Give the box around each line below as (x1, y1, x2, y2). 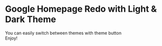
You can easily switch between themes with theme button (5, 30, 121, 36)
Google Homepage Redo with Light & (5, 3, 157, 15)
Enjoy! (5, 35, 18, 41)
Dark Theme (5, 14, 56, 25)
